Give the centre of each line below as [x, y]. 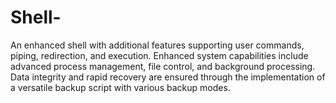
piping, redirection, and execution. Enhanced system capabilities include [159, 55]
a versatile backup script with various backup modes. [120, 87]
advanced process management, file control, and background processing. [163, 66]
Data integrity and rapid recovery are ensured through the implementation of [168, 77]
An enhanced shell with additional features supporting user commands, [157, 45]
